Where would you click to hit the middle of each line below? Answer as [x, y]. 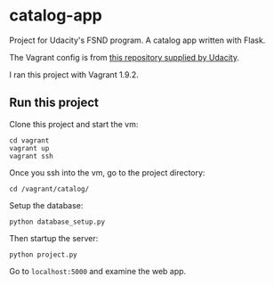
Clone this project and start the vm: [74, 124]
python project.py [43, 255]
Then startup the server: [54, 238]
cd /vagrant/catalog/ [49, 189]
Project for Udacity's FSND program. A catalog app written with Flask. [137, 40]
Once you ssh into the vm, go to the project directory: [107, 172]
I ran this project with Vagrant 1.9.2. [74, 74]
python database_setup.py [57, 222]
